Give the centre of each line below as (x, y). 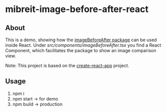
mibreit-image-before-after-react (77, 9)
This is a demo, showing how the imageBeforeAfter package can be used (81, 40)
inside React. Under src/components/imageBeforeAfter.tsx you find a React (83, 45)
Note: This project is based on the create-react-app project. (67, 66)
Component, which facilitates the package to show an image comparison (81, 50)
